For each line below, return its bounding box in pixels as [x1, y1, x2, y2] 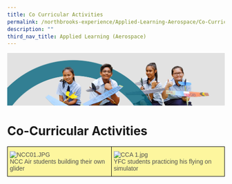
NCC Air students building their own [10, 157, 106, 165]
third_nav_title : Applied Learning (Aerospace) [7, 33, 147, 40]
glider [10, 164, 26, 172]
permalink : [7, 18, 39, 25]
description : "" [7, 25, 54, 32]
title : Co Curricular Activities [7, 11, 104, 18]
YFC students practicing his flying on [113, 157, 212, 165]
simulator [113, 164, 139, 172]
